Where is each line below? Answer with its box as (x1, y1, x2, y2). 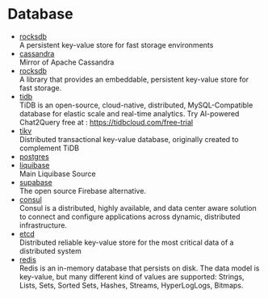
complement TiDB (19, 143, 80, 153)
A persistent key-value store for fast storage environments (19, 40, 214, 49)
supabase (19, 177, 53, 187)
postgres (19, 151, 49, 162)
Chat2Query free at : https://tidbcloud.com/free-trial (19, 117, 194, 127)
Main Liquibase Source (19, 169, 96, 178)
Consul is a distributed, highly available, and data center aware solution (19, 203, 257, 212)
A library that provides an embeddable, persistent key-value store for (19, 74, 249, 84)
